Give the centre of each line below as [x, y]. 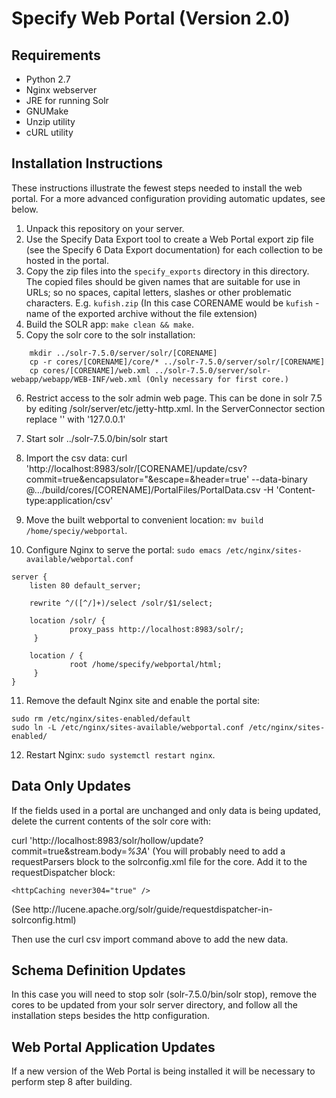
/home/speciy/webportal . [76, 530]
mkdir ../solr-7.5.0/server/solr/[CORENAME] [123, 353]
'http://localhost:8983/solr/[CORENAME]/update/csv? [136, 468]
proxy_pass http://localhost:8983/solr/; [157, 629]
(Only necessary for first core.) [217, 379]
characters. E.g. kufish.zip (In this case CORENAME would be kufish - [172, 303]
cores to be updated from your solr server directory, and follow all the [154, 1005]
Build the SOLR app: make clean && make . [109, 324]
